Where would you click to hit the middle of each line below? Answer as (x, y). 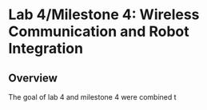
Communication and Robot (99, 31)
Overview (33, 78)
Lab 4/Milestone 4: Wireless (104, 15)
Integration (46, 49)
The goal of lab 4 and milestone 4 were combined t (93, 97)
